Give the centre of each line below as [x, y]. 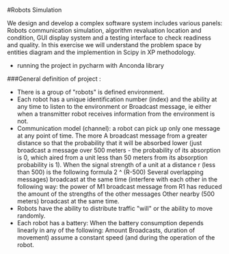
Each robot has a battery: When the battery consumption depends [110, 223]
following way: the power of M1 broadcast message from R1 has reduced [119, 187]
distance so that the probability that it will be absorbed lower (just [109, 143]
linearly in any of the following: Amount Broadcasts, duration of [106, 230]
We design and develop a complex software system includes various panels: [115, 23]
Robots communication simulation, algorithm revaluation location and [104, 30]
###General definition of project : [54, 79]
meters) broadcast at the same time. [68, 201]
